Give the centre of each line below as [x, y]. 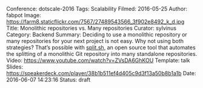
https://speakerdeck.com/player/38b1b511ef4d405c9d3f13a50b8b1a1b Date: [101, 73]
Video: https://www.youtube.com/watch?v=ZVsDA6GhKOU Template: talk [98, 60]
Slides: [15, 67]
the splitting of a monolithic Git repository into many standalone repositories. [102, 54]
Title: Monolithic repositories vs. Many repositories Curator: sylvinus [92, 28]
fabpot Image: [24, 15]
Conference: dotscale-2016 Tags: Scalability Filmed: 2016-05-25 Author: [97, 9]
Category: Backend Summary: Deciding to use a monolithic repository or [97, 35]
